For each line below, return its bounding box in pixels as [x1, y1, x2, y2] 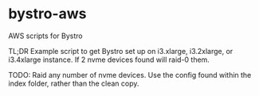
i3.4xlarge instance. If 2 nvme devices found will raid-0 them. [8, 55, 210, 64]
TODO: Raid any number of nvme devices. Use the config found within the [8, 70, 252, 79]
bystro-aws [8, 5, 87, 23]
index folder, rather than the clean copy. [8, 79, 139, 88]
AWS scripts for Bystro [8, 31, 83, 40]
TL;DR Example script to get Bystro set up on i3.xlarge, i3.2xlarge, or [8, 46, 233, 56]
